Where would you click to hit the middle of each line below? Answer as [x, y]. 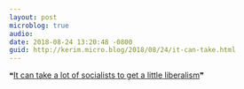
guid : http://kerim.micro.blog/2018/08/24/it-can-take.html [123, 50]
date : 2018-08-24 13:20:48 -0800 [71, 42]
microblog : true [39, 26]
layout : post [33, 17]
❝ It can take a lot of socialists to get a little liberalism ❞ [106, 75]
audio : [21, 33]
